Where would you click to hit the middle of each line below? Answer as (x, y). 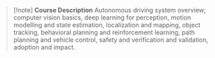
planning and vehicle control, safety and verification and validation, (111, 40)
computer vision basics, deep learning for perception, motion (102, 17)
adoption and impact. (44, 47)
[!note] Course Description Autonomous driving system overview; (109, 10)
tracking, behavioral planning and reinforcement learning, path (104, 32)
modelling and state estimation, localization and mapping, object (107, 25)
